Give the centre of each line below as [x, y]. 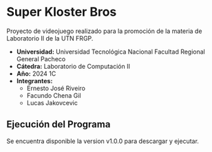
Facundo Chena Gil [54, 95]
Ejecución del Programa [59, 124]
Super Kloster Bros [62, 12]
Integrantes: [34, 80]
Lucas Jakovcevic [52, 102]
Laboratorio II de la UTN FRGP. [50, 38]
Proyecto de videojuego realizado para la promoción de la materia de [104, 31]
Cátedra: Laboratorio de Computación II [73, 66]
